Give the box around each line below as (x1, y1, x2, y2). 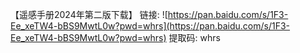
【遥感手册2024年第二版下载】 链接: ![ (10, 9, 168, 20)
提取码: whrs (168, 32, 221, 43)
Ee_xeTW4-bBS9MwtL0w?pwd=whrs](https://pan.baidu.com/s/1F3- (10, 20, 291, 32)
